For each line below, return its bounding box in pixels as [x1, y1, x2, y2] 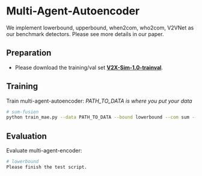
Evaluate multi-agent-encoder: [6, 147, 82, 154]
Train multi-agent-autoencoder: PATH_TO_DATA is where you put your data [6, 97, 192, 105]
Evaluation [6, 131, 47, 141]
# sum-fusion [6, 109, 39, 115]
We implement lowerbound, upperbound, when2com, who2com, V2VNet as [6, 24, 194, 31]
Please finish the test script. [6, 164, 87, 170]
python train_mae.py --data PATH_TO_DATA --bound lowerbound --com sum [6, 114, 189, 121]
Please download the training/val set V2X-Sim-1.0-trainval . [14, 64, 164, 71]
